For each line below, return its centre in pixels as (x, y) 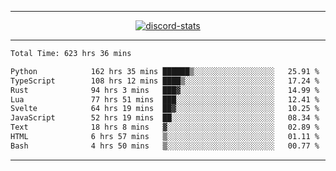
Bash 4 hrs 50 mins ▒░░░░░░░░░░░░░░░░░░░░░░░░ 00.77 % (165, 146)
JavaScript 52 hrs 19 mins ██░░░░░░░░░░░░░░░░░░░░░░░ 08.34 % (165, 118)
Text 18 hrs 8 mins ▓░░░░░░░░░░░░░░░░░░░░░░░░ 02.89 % (165, 127)
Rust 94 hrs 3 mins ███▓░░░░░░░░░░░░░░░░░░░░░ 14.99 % (165, 90)
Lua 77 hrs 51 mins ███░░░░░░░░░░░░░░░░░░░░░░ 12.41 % (165, 99)
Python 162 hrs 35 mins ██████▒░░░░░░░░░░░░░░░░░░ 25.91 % (165, 71)
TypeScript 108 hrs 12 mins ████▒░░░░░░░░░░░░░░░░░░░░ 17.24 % (165, 81)
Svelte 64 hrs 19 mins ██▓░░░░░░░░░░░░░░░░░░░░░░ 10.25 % (165, 109)
